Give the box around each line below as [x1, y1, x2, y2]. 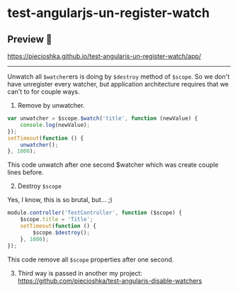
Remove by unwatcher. [17, 101, 85, 109]
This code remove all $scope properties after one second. [7, 255, 174, 264]
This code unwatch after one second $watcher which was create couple [7, 161, 219, 169]
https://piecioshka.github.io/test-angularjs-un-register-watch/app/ [7, 52, 202, 60]
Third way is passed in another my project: [17, 269, 143, 277]
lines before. [7, 168, 44, 176]
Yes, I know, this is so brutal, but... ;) [7, 196, 113, 204]
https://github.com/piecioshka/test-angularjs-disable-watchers [17, 276, 203, 285]
